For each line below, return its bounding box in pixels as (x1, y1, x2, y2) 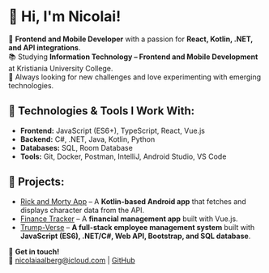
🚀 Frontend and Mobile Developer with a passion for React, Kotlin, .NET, (8, 34, 254, 44)
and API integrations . (8, 42, 81, 52)
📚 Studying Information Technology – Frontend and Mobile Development (8, 52, 258, 62)
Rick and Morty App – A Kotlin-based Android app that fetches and (19, 196, 247, 206)
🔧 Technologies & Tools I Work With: (8, 105, 195, 118)
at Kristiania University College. (8, 63, 113, 73)
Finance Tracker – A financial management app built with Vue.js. (19, 214, 238, 224)
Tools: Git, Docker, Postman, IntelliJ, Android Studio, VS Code (19, 151, 227, 161)
